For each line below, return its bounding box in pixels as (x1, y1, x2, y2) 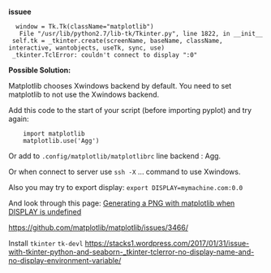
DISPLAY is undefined (8, 207, 82, 216)
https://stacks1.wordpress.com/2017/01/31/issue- (84, 239, 250, 248)
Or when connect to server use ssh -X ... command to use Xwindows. (8, 167, 241, 176)
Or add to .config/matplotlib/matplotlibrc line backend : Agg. (8, 151, 222, 161)
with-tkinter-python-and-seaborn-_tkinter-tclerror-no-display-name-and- (8, 247, 255, 257)
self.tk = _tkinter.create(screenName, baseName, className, (11, 37, 223, 45)
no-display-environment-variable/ (8, 256, 122, 265)
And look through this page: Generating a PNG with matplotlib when (8, 198, 235, 208)
